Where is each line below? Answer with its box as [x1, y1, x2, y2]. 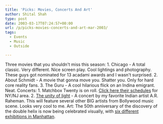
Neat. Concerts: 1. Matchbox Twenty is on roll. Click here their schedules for [5, 87, 158, 93]
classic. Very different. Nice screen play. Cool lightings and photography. [5, 67, 152, 73]
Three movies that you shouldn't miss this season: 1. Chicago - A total [5, 61, 145, 67]
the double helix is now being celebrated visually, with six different [5, 108, 139, 114]
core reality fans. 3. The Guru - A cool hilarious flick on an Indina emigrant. [5, 82, 155, 88]
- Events [9, 35, 27, 40]
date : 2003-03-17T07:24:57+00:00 [5, 21, 73, 26]
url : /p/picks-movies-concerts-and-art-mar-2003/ [5, 25, 108, 30]
